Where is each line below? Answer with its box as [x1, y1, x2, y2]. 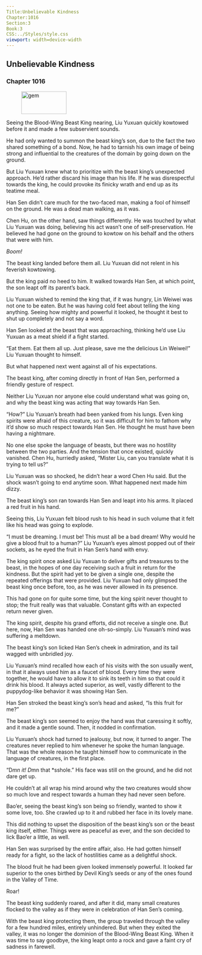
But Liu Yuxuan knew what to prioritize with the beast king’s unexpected [6, 168, 185, 175]
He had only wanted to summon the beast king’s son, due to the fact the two [6, 137, 195, 144]
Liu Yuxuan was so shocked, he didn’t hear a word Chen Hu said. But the [6, 472, 186, 479]
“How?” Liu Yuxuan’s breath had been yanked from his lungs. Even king [6, 411, 183, 418]
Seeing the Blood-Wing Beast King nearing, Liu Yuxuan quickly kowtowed [6, 119, 189, 126]
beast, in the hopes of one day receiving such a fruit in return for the [6, 564, 176, 571]
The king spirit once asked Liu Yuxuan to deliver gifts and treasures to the [6, 557, 189, 564]
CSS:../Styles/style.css [6, 31, 69, 37]
